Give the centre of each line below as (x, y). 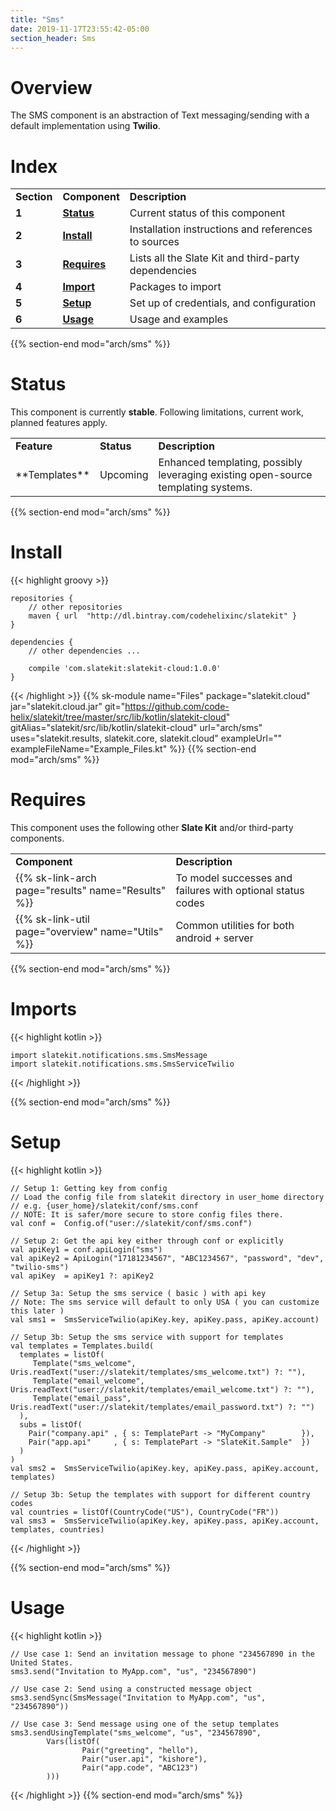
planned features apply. (59, 423)
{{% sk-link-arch (56, 878)
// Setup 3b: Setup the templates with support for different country (160, 1494)
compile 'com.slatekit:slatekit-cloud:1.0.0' (125, 669)
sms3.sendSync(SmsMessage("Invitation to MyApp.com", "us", (138, 1697)
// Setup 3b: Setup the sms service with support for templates (147, 1337)
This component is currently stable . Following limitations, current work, (157, 412)
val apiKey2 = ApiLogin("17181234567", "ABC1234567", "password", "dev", (167, 1258)
